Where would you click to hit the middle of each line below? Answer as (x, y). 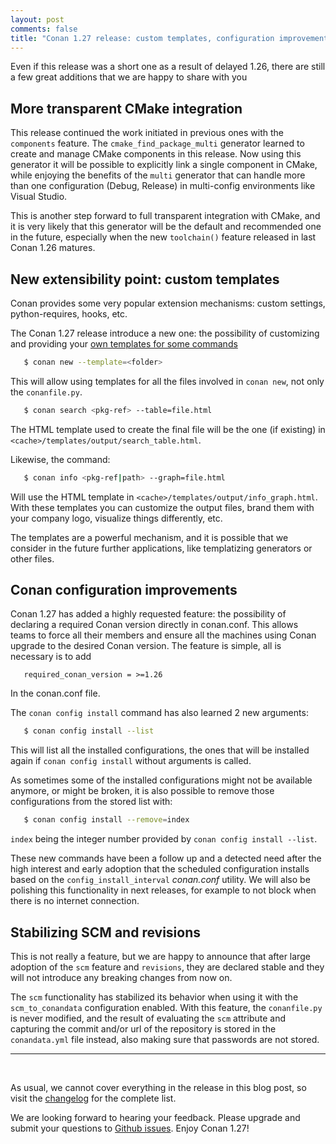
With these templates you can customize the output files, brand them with (162, 507)
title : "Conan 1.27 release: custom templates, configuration (142, 38)
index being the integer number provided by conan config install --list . (164, 839)
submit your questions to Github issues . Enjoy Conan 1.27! (130, 1128)
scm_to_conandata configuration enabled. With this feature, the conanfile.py (166, 1007)
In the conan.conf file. (55, 693)
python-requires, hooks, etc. (69, 314)
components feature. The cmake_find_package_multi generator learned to (157, 143)
